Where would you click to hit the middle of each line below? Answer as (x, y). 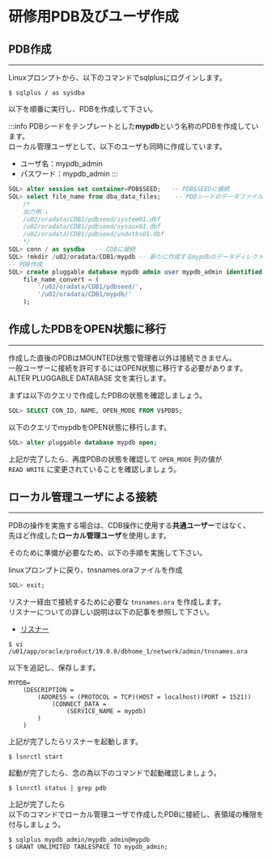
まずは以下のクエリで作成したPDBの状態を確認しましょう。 (108, 395)
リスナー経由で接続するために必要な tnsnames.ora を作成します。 (117, 602)
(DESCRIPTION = (49, 690)
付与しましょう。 (37, 825)
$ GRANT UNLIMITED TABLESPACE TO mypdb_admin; (88, 847)
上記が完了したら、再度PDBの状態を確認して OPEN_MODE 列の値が (115, 459)
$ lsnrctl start (36, 757)
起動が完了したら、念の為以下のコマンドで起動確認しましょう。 (115, 773)
